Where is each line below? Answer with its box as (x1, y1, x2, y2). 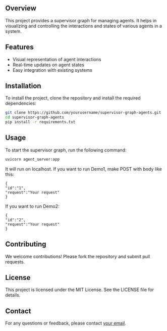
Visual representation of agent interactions (12, 56, 101, 62)
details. (5, 292, 21, 298)
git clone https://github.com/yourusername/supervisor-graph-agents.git (5, 110, 161, 115)
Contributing (5, 240, 46, 249)
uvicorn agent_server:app (5, 157, 60, 162)
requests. (5, 259, 25, 265)
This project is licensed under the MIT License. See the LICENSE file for (5, 287, 154, 293)
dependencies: (5, 101, 36, 107)
